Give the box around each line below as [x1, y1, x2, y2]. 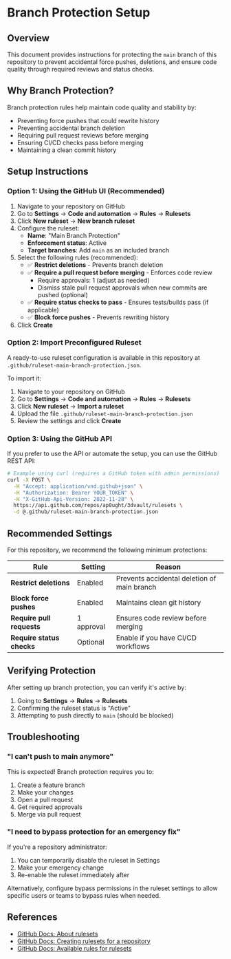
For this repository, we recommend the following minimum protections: [7, 546, 208, 554]
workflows [115, 642, 150, 651]
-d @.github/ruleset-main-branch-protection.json [13, 508, 158, 515]
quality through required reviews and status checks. [7, 65, 155, 73]
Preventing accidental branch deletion [16, 124, 125, 132]
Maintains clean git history [115, 598, 201, 607]
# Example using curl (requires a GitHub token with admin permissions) [7, 470, 220, 477]
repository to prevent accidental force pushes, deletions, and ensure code [7, 58, 217, 66]
